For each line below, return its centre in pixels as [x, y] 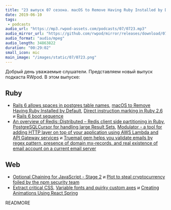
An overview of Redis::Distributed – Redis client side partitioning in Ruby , [89, 122]
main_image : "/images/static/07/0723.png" [51, 57]
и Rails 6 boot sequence [38, 116]
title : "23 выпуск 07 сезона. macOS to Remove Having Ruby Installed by [84, 10]
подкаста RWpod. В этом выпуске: [43, 77]
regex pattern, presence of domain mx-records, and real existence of [85, 143]
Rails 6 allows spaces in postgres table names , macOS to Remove [82, 105]
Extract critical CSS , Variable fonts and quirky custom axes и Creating [86, 188]
